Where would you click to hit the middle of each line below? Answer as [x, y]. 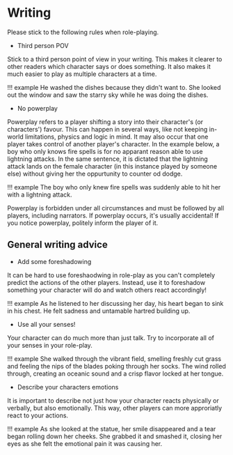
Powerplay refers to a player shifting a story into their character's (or [105, 122]
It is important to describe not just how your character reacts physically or [113, 400]
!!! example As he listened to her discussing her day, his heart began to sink [115, 303]
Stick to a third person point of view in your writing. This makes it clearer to [115, 59]
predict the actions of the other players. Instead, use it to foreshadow [106, 282]
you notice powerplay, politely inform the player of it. [83, 223]
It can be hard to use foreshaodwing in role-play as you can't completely [111, 275]
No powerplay [37, 108]
